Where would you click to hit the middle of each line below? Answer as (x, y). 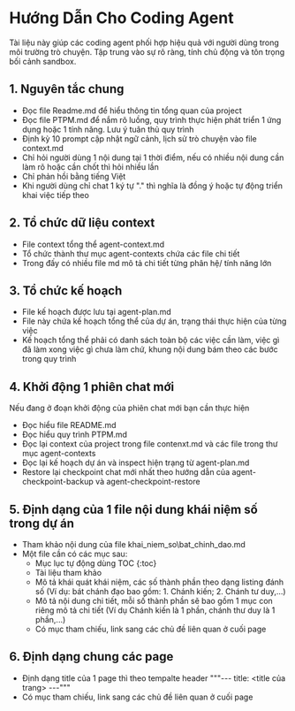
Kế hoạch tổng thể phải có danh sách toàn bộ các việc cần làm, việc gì (151, 340)
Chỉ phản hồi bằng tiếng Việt (74, 176)
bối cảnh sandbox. (43, 61)
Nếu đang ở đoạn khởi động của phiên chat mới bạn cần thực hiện (129, 408)
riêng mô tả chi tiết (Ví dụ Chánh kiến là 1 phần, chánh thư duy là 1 (155, 610)
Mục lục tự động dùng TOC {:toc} (96, 563)
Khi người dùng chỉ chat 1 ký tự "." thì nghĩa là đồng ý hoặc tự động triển (152, 186)
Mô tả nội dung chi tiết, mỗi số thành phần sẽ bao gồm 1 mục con (154, 601)
